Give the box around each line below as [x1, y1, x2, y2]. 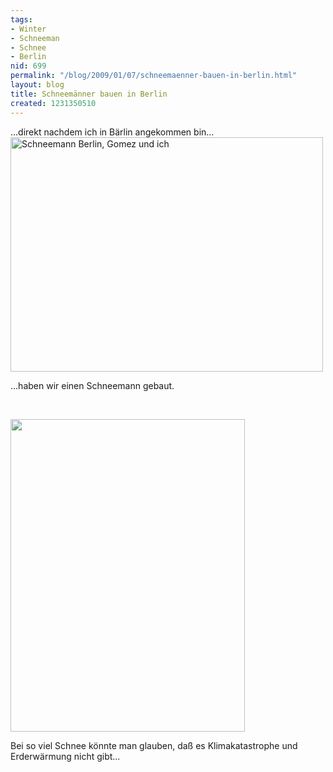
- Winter [10, 24, 47, 34]
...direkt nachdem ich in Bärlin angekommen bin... [10, 126, 215, 138]
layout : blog [10, 80, 65, 90]
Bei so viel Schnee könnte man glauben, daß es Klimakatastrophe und [10, 739, 298, 751]
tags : [10, 14, 33, 25]
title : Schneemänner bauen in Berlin [10, 89, 168, 99]
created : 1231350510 [10, 98, 97, 108]
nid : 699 [10, 61, 47, 71]
